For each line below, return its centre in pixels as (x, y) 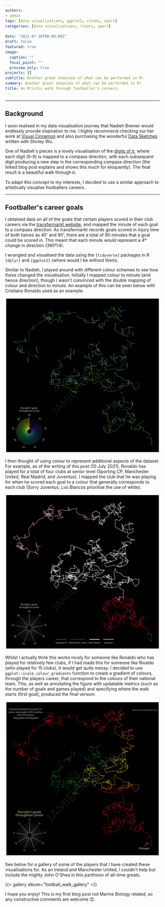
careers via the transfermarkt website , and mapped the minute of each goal (82, 225)
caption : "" (22, 57)
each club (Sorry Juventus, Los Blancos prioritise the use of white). (73, 487)
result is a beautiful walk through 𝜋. (41, 172)
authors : (14, 10)
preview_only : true (29, 68)
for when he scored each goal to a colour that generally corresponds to (77, 482)
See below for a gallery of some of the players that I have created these (78, 865)
